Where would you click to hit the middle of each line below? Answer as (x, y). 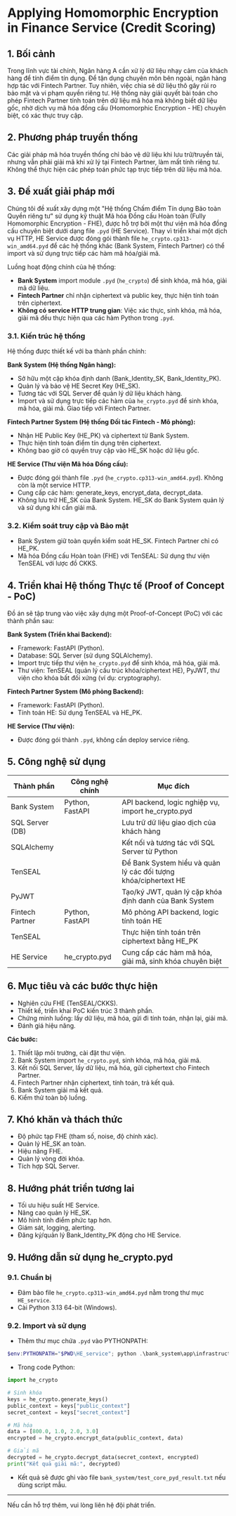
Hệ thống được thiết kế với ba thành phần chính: (77, 351)
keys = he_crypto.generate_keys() (58, 1399)
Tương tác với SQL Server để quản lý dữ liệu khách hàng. (100, 393)
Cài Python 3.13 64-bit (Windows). (67, 1307)
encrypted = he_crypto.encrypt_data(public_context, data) (96, 1438)
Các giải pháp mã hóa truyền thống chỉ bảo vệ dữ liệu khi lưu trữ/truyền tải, (116, 154)
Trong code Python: (46, 1367)
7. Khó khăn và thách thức (65, 1119)
